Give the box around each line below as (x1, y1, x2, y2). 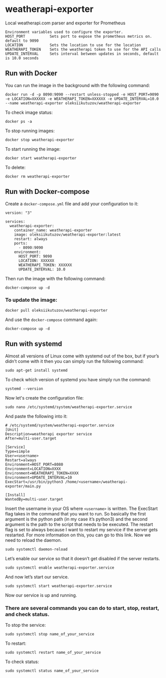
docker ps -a (5, 119, 32, 124)
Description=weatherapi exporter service (5, 431, 92, 436)
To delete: (5, 164, 26, 170)
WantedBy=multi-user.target (5, 497, 64, 502)
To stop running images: (5, 128, 55, 134)
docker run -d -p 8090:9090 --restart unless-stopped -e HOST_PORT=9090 (5, 92, 159, 97)
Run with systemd (5, 339, 62, 348)
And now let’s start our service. (5, 574, 69, 580)
